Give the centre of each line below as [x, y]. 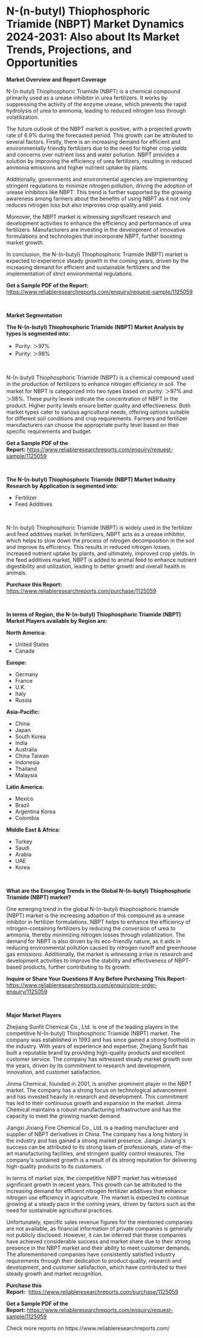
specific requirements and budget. [49, 431]
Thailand [26, 768]
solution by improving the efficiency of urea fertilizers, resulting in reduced [99, 161]
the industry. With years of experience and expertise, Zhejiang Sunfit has [97, 1046]
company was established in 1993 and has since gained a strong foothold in [101, 1040]
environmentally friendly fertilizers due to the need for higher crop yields [97, 148]
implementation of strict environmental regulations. [70, 274]
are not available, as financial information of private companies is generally [100, 1228]
